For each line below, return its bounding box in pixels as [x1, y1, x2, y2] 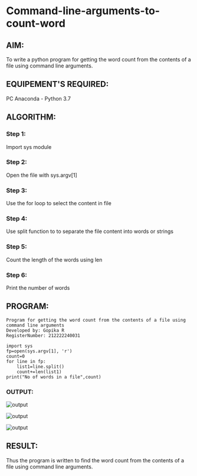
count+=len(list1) [17, 368, 62, 375]
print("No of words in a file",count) [6, 374, 101, 380]
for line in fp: [6, 358, 46, 364]
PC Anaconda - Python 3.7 [6, 95, 71, 102]
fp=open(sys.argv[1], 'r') [6, 348, 73, 354]
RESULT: [6, 441, 38, 451]
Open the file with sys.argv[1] [6, 171, 78, 179]
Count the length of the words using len [6, 256, 103, 263]
